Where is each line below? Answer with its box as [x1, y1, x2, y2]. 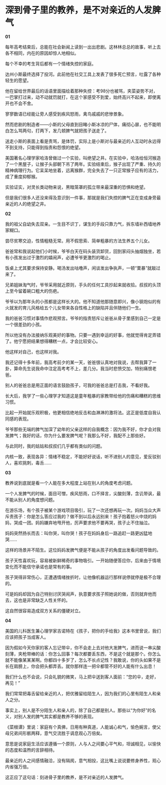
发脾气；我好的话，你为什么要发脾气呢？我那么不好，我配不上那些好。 [5, 432, 148, 438]
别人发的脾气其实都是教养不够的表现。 [18, 713, 96, 720]
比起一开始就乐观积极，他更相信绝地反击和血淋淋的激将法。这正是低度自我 [5, 409, 157, 415]
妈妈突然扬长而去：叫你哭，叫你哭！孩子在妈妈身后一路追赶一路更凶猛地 [5, 530, 152, 536]
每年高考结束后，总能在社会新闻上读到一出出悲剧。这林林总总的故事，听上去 [5, 44, 161, 50]
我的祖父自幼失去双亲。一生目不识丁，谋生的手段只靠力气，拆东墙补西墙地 [5, 221, 157, 227]
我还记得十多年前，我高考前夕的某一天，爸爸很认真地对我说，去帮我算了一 [5, 359, 157, 365]
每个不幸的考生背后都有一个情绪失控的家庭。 [5, 61, 96, 66]
